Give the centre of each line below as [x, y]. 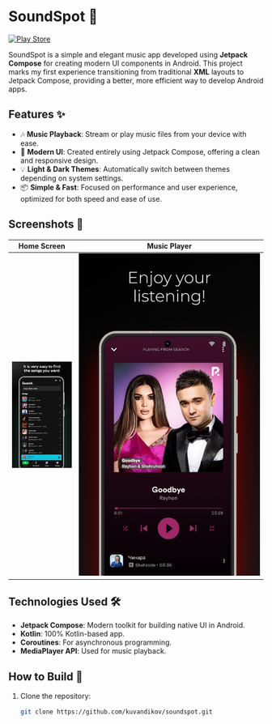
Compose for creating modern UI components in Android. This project [125, 63]
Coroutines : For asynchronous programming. [96, 642]
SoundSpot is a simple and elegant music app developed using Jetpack [128, 54]
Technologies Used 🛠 [65, 601]
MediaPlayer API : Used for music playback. [93, 651]
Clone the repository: [55, 696]
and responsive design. [59, 160]
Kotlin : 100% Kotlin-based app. [72, 634]
